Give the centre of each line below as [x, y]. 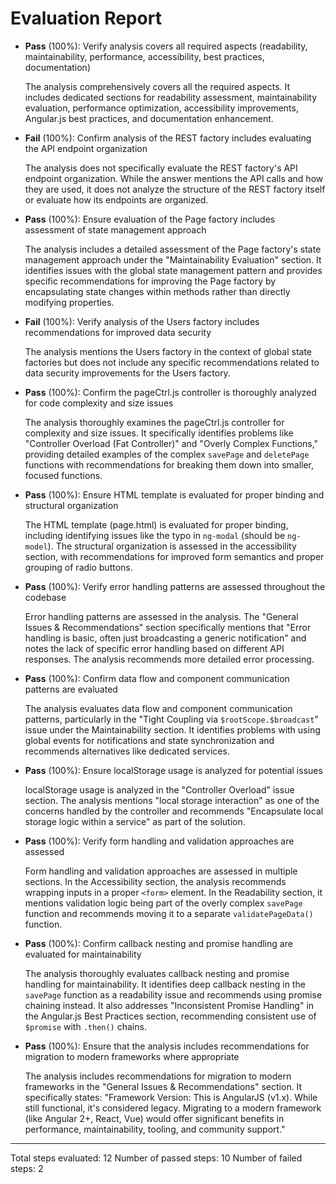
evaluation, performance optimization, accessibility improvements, [161, 108]
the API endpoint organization [86, 148]
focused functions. [63, 475]
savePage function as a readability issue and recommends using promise [173, 994]
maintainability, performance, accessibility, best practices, [144, 56]
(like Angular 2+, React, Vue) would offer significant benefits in [154, 1118]
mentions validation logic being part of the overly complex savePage [163, 903]
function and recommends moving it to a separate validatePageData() [169, 913]
